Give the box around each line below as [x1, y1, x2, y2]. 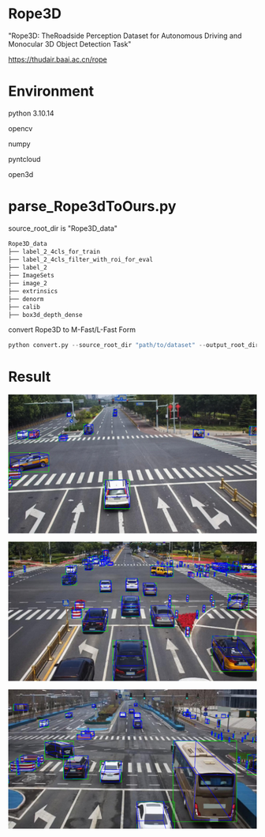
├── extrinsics [8, 287, 58, 295]
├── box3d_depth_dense [8, 311, 83, 319]
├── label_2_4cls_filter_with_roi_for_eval [8, 255, 154, 263]
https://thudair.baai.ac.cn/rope [8, 55, 108, 64]
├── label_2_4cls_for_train [8, 247, 101, 255]
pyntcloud [8, 154, 41, 164]
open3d [8, 169, 34, 179]
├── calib [8, 303, 41, 311]
